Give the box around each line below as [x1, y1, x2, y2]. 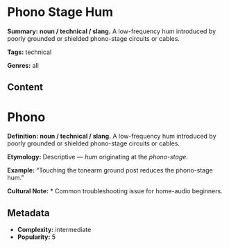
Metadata [7, 207, 50, 219]
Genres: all [7, 61, 40, 69]
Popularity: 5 [17, 233, 56, 241]
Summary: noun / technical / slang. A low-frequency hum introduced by [7, 27, 217, 35]
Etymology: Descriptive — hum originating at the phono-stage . [7, 153, 189, 161]
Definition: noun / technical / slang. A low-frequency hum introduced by [7, 132, 217, 141]
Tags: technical [7, 48, 52, 56]
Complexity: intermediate [17, 226, 92, 234]
